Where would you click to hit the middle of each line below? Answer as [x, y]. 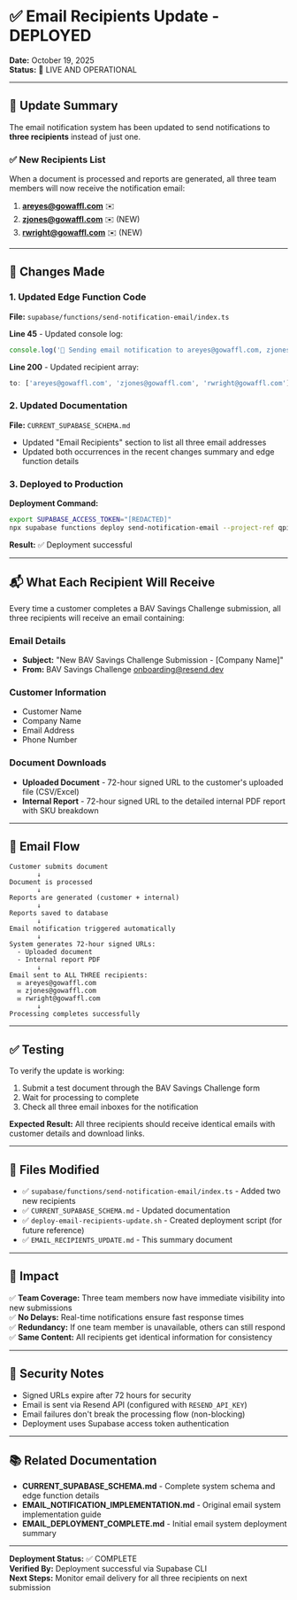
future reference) [53, 1230]
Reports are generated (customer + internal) [94, 898]
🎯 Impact [34, 1276]
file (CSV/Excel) [50, 791]
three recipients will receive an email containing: [97, 617]
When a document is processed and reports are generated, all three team [143, 179]
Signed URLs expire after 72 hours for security [107, 1395]
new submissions [41, 1308]
